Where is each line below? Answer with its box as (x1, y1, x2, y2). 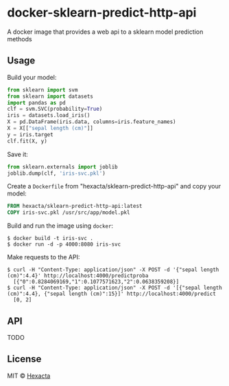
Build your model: (7, 73, 57, 81)
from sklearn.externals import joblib (7, 163, 118, 170)
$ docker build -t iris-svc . (7, 235, 94, 242)
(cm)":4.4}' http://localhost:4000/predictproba (7, 272, 149, 279)
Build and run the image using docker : (7, 222, 114, 230)
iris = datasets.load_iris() (7, 112, 91, 119)
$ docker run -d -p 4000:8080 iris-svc (7, 241, 121, 248)
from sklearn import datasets (7, 93, 94, 100)
